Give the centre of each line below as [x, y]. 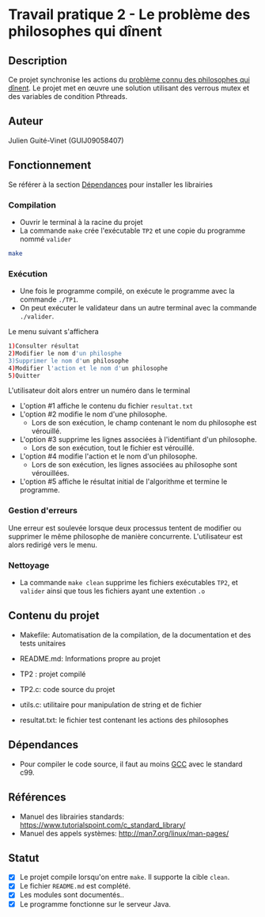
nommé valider [45, 238]
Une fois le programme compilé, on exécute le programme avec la [127, 291]
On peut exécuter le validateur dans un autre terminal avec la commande [138, 308]
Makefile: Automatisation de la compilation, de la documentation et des [135, 634]
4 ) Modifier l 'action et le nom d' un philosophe [88, 368]
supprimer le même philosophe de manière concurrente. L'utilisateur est [125, 536]
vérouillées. [50, 474]
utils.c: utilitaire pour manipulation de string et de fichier [111, 704]
